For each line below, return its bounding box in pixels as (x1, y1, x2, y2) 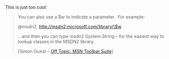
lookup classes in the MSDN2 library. (17, 38, 95, 44)
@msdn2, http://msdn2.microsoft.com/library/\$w (17, 23, 121, 29)
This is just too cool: (5, 4, 47, 10)
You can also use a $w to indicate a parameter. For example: (17, 14, 145, 19)
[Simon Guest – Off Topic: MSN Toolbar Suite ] (17, 48, 113, 54)
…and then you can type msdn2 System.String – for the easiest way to (17, 33, 164, 39)
